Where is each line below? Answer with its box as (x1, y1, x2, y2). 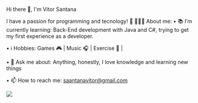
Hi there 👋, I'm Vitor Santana (6, 6, 77, 13)
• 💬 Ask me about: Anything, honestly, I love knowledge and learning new (6, 59, 188, 65)
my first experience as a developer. (6, 33, 94, 40)
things (6, 65, 22, 72)
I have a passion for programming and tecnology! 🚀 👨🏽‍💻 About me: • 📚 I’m (6, 18, 193, 25)
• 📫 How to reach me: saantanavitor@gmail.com (6, 77, 128, 84)
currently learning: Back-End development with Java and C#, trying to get (6, 26, 189, 33)
